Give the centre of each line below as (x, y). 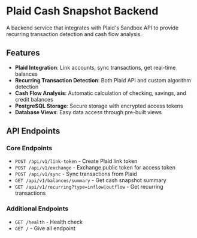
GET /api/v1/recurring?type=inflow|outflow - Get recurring (89, 187)
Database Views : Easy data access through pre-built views (88, 112)
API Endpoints (33, 131)
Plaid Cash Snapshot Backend (82, 11)
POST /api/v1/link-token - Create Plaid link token (76, 161)
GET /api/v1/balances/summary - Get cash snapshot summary (90, 180)
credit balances (34, 99)
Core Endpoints (29, 148)
